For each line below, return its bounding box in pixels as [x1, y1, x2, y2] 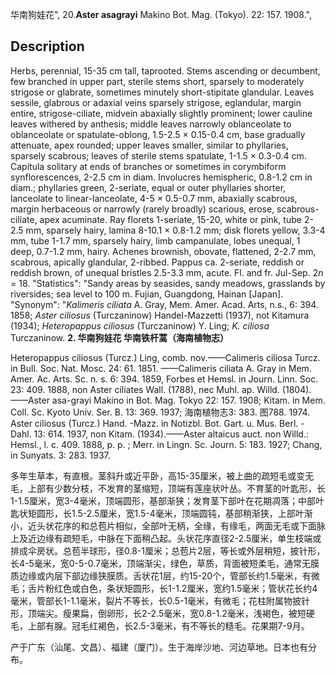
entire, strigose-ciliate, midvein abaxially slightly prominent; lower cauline [10, 107, 313, 119]
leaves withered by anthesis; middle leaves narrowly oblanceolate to [10, 118, 292, 130]
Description [10, 38, 85, 55]
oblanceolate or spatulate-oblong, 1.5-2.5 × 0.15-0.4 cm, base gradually [10, 128, 306, 140]
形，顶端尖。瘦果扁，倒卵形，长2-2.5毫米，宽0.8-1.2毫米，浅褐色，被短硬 [10, 607, 315, 619]
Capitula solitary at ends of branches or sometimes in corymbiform [10, 160, 287, 172]
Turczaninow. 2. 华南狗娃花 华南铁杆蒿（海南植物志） [10, 331, 229, 343]
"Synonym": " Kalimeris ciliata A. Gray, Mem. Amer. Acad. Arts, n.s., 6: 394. [10, 298, 319, 310]
